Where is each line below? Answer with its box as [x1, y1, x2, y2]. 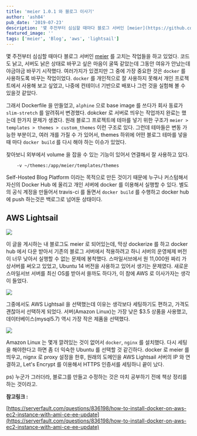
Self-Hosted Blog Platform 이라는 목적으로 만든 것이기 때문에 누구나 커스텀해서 [6, 174, 188, 181]
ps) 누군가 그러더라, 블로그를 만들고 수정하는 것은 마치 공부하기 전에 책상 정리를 [6, 373, 188, 380]
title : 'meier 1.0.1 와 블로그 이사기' [6, 8, 95, 15]
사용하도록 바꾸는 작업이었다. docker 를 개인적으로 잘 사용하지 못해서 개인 [6, 75, 174, 82]
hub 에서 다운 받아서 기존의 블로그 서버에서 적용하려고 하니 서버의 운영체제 [6, 248, 176, 255]
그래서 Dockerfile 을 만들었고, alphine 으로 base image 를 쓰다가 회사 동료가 [6, 102, 184, 109]
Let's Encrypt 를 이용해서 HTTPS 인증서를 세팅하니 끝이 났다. [23, 360, 164, 367]
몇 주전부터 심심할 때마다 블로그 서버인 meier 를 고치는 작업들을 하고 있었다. [6, 53, 179, 59]
